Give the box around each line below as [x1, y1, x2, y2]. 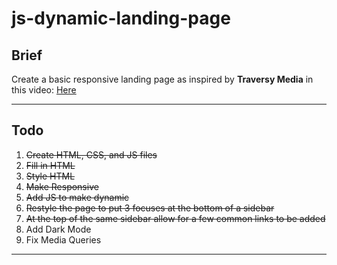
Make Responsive [25, 180, 99, 192]
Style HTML [25, 170, 76, 182]
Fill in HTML [25, 159, 76, 171]
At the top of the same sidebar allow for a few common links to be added [25, 212, 326, 224]
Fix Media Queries [25, 233, 102, 246]
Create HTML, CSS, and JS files [25, 148, 158, 161]
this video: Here [11, 84, 77, 96]
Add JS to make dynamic [25, 191, 130, 203]
